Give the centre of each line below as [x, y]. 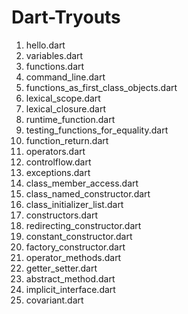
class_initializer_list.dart [74, 204]
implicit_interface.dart [70, 289]
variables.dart [54, 55]
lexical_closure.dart [66, 108]
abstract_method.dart [70, 278]
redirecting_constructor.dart [83, 225]
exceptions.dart [58, 172]
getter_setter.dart [61, 268]
